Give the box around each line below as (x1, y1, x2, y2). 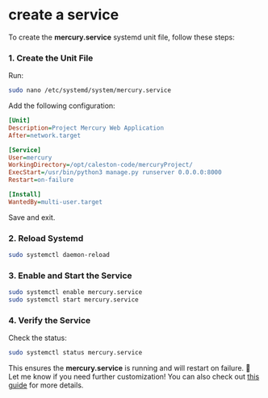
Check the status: (8, 333, 67, 343)
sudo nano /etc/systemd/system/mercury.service (8, 86, 172, 94)
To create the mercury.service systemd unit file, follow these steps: (8, 32, 236, 42)
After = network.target (8, 131, 82, 139)
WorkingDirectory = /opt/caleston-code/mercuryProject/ (8, 161, 194, 169)
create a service (8, 6, 119, 24)
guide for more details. (8, 380, 84, 390)
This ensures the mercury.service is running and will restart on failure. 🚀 (8, 363, 251, 373)
